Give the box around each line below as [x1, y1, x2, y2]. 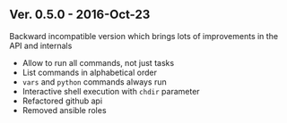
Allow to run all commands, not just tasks [22, 57, 175, 68]
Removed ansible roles [22, 104, 107, 115]
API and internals [9, 40, 73, 51]
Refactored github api [22, 95, 103, 106]
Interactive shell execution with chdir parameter [22, 86, 200, 96]
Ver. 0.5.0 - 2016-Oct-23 [9, 7, 151, 22]
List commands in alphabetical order [22, 67, 157, 78]
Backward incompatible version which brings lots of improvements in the [9, 30, 279, 41]
